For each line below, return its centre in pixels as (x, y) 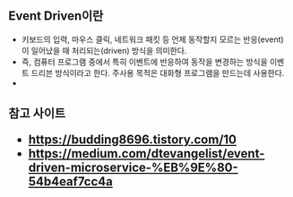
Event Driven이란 (56, 16)
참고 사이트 (37, 113)
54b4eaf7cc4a (70, 182)
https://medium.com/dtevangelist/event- (146, 154)
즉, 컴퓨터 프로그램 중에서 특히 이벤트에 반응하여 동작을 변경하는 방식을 (144, 62)
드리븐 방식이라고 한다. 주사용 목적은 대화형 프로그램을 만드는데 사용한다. (158, 73)
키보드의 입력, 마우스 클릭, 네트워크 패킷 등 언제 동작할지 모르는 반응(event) (152, 39)
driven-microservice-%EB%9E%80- (133, 168)
